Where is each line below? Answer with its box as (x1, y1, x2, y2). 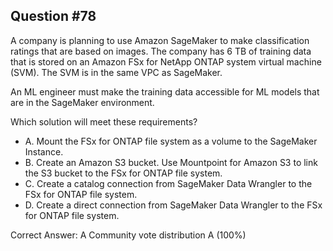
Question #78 (10, 8, 97, 25)
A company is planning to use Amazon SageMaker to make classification (10, 34, 310, 46)
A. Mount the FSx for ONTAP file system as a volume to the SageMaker (24, 135, 318, 147)
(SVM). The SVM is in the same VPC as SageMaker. (10, 66, 223, 78)
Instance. (24, 145, 64, 158)
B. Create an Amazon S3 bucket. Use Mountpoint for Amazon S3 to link (24, 156, 318, 168)
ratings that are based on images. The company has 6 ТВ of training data (10, 45, 312, 57)
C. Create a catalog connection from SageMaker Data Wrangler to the (24, 177, 313, 189)
